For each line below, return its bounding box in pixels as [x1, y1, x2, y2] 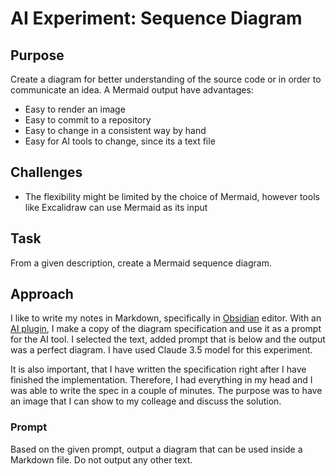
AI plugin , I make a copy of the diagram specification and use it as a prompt [10, 323, 322, 335]
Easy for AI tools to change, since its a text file [24, 135, 216, 147]
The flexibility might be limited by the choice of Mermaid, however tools [24, 190, 320, 202]
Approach [10, 286, 74, 303]
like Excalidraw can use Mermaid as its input [24, 201, 208, 213]
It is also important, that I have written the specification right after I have [10, 363, 307, 376]
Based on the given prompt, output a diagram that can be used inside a [10, 443, 303, 455]
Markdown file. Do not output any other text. [10, 453, 193, 466]
